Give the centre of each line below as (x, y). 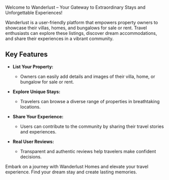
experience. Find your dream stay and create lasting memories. (71, 172)
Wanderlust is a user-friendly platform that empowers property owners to (82, 22)
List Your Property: (33, 66)
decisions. (31, 157)
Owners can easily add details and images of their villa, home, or (88, 76)
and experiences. (38, 131)
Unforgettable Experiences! (34, 13)
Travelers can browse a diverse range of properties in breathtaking (90, 101)
